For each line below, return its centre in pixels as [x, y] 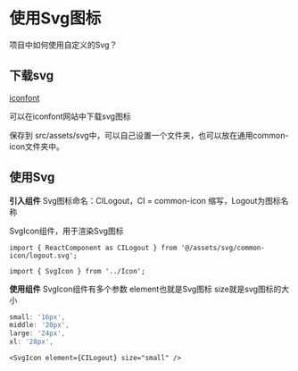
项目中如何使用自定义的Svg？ [63, 45]
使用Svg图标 [55, 18]
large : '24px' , [37, 333]
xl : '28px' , [31, 342]
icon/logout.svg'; [43, 256]
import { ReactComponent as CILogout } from [93, 248]
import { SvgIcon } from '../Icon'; [77, 271]
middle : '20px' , [39, 325]
